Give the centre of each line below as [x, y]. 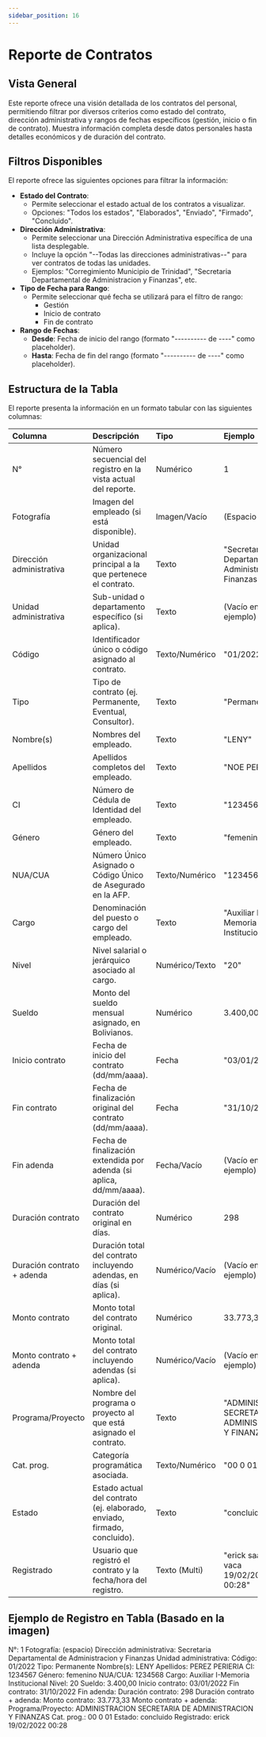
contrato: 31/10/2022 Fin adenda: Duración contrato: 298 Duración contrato [131, 1692]
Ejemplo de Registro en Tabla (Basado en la [116, 1618]
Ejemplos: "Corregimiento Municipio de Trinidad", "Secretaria [131, 272]
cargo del [110, 928]
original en [112, 1223]
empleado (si [116, 512]
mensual [108, 1013]
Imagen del [113, 502]
